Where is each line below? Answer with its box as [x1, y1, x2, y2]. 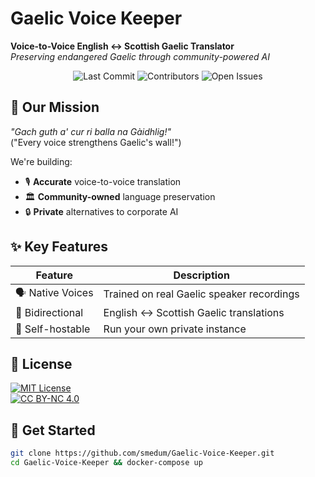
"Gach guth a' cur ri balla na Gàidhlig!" [10, 125, 172, 137]
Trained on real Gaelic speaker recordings [103, 287, 300, 301]
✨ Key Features [10, 238, 108, 256]
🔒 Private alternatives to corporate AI [24, 205, 179, 217]
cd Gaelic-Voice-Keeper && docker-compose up [10, 458, 203, 468]
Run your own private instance [103, 322, 247, 336]
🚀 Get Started [10, 422, 96, 439]
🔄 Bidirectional [15, 305, 84, 319]
